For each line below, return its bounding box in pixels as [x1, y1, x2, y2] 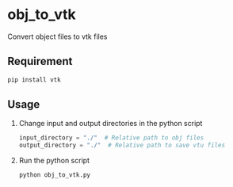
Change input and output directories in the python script [18, 119, 203, 128]
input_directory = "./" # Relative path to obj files [18, 134, 204, 142]
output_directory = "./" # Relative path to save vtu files [18, 141, 226, 150]
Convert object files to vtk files [7, 32, 108, 41]
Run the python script [18, 156, 90, 166]
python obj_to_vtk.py [18, 171, 90, 179]
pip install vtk [7, 75, 61, 84]
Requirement [7, 55, 73, 68]
